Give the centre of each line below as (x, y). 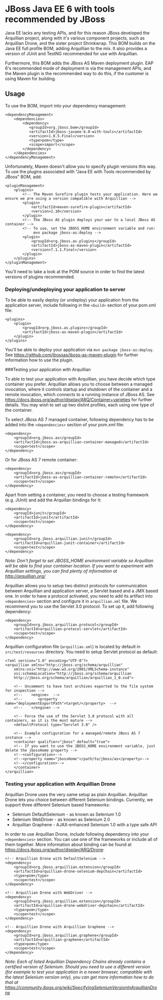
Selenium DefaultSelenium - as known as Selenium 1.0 (66, 814)
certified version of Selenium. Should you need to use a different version (78, 967)
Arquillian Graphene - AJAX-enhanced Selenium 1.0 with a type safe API (84, 825)
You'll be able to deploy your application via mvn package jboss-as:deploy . (80, 350)
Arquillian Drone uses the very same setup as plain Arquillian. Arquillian (76, 795)
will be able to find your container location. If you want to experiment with (79, 566)
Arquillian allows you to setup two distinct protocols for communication (76, 586)
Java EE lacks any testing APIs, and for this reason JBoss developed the (77, 33)
